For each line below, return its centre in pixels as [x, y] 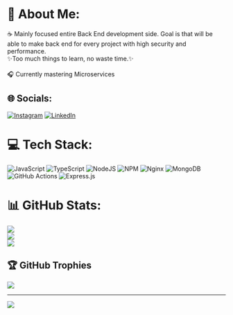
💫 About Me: [44, 14]
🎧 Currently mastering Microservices [61, 74]
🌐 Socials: [30, 99]
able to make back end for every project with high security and [97, 44]
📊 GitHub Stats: [54, 205]
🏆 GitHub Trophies [50, 265]
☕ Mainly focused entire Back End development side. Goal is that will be [110, 33]
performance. [27, 51]
